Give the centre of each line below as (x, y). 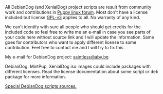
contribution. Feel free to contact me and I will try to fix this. (65, 47)
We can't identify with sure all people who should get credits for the (73, 27)
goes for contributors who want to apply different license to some (71, 42)
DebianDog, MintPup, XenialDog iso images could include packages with (78, 66)
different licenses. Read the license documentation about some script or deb (82, 72)
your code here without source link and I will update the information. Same (80, 37)
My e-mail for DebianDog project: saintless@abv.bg (57, 57)
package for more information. (36, 77)
